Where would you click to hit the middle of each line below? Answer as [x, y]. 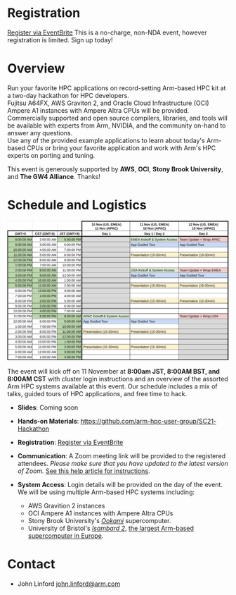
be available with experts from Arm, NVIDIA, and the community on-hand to [117, 125]
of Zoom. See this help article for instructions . [84, 471]
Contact [31, 564]
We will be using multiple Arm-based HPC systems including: [106, 492]
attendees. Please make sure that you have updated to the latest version [123, 464]
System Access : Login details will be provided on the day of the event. [120, 485]
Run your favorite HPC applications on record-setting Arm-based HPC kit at [117, 88]
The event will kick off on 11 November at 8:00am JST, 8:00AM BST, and [113, 372]
